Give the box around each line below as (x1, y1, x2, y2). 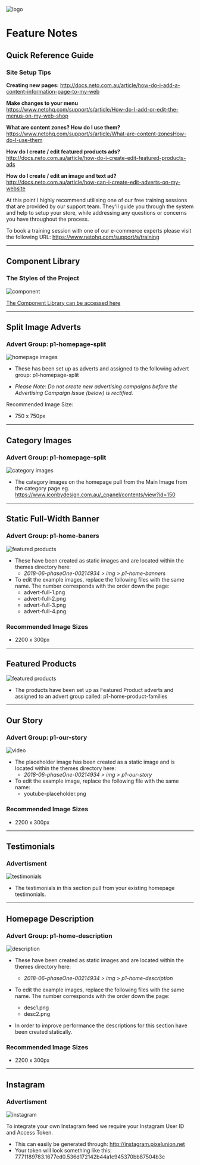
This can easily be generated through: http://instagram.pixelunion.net (14, 1141, 185, 1148)
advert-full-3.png (23, 601, 67, 608)
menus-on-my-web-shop (6, 112, 68, 119)
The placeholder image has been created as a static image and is (14, 758, 175, 766)
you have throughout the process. (6, 215, 89, 223)
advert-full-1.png (23, 588, 65, 596)
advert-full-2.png (23, 595, 67, 602)
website (6, 185, 26, 192)
